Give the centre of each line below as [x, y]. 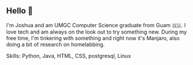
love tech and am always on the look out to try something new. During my [96, 32]
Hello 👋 [20, 11]
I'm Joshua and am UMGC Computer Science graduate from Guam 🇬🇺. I [96, 25]
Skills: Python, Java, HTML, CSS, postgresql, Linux [69, 56]
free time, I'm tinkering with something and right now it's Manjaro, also [93, 38]
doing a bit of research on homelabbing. [56, 44]
